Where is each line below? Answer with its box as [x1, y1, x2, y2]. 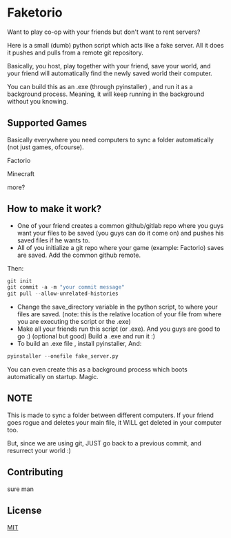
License [7, 505, 42, 517]
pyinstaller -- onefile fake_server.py [7, 353, 119, 360]
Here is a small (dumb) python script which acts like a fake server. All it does [7, 41, 224, 49]
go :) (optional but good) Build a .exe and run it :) [17, 332, 156, 340]
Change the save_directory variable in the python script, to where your [17, 302, 218, 311]
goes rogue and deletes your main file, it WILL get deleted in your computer [7, 418, 222, 426]
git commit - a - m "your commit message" [7, 284, 125, 291]
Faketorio [7, 5, 63, 21]
